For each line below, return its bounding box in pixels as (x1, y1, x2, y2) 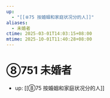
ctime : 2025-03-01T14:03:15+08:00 (6, 31, 93, 37)
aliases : (6, 20, 28, 26)
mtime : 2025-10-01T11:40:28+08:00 (6, 36, 93, 42)
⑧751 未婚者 (6, 64, 72, 77)
